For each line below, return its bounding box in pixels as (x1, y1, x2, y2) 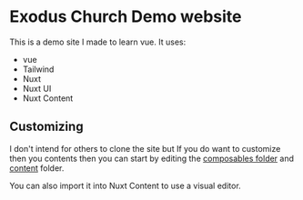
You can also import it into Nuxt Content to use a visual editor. (9, 180, 241, 191)
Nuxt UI (22, 83, 52, 94)
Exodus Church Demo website (9, 6, 243, 27)
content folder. (9, 162, 65, 174)
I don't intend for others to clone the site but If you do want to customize (9, 143, 281, 154)
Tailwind (22, 64, 55, 75)
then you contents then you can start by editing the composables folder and (9, 153, 294, 164)
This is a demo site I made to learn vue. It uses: (9, 36, 187, 47)
